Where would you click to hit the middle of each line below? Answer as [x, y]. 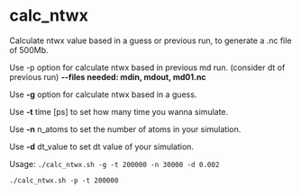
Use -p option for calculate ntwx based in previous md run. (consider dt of [147, 67]
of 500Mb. [29, 49]
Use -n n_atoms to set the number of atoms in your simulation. [125, 129]
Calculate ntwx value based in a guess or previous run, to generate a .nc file [150, 40]
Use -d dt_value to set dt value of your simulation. [102, 146]
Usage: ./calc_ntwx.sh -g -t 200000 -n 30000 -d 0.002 [114, 163]
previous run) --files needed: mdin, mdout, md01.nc [108, 76]
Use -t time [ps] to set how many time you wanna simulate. [119, 111]
